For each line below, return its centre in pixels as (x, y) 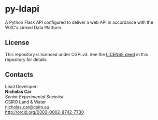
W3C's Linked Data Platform (33, 27)
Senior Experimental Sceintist (34, 97)
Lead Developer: (22, 86)
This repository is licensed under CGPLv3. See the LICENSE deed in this (77, 54)
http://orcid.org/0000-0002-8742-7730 (44, 112)
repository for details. (26, 60)
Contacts (19, 75)
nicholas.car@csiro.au (27, 107)
